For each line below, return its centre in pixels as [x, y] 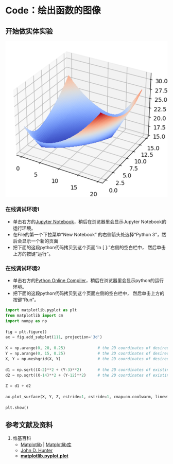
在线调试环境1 [22, 210]
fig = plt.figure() [26, 332]
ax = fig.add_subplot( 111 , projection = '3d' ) [54, 337]
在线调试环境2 [23, 268]
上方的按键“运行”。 [33, 254]
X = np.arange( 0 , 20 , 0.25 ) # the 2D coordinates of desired [87, 348]
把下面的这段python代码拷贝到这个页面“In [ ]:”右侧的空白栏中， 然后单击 [89, 247]
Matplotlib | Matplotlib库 [46, 444]
